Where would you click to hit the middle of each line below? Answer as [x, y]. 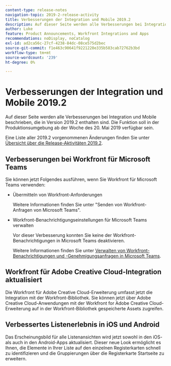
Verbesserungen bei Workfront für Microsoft [78, 159]
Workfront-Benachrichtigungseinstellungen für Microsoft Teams [80, 220]
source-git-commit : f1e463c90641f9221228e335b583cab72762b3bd [73, 48]
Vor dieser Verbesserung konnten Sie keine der [62, 235]
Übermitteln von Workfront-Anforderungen [58, 195]
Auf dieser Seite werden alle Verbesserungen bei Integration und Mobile [81, 117]
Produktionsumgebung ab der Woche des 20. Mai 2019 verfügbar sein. [80, 128]
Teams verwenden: [25, 185]
